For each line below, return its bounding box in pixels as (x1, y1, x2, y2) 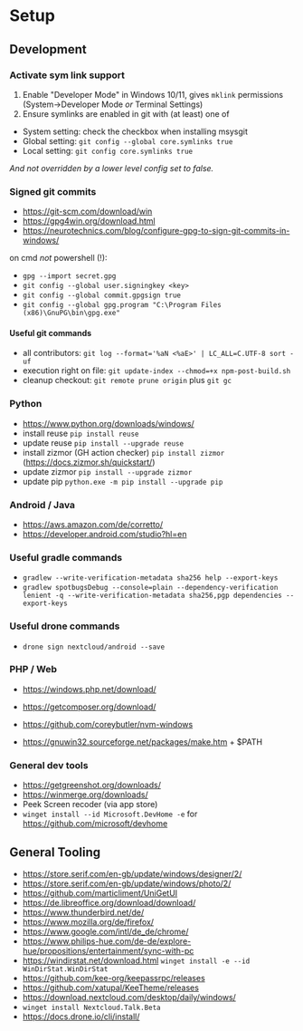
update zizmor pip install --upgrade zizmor (22, 466, 193, 477)
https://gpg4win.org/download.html (22, 216, 156, 226)
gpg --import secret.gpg (22, 272, 117, 281)
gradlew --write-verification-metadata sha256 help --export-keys (22, 573, 279, 583)
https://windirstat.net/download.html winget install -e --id (22, 955, 251, 966)
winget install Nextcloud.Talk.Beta (22, 1003, 161, 1012)
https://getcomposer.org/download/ (22, 701, 156, 712)
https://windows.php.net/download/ (22, 683, 156, 694)
